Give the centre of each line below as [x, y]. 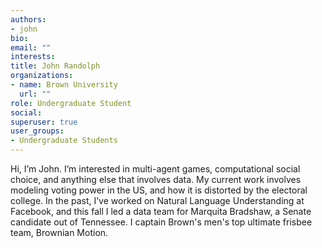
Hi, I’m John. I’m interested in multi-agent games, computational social [155, 169]
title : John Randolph [55, 66]
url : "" [35, 94]
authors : [28, 19]
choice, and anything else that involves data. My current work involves [156, 179]
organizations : [42, 76]
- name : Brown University [64, 85]
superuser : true [44, 122]
